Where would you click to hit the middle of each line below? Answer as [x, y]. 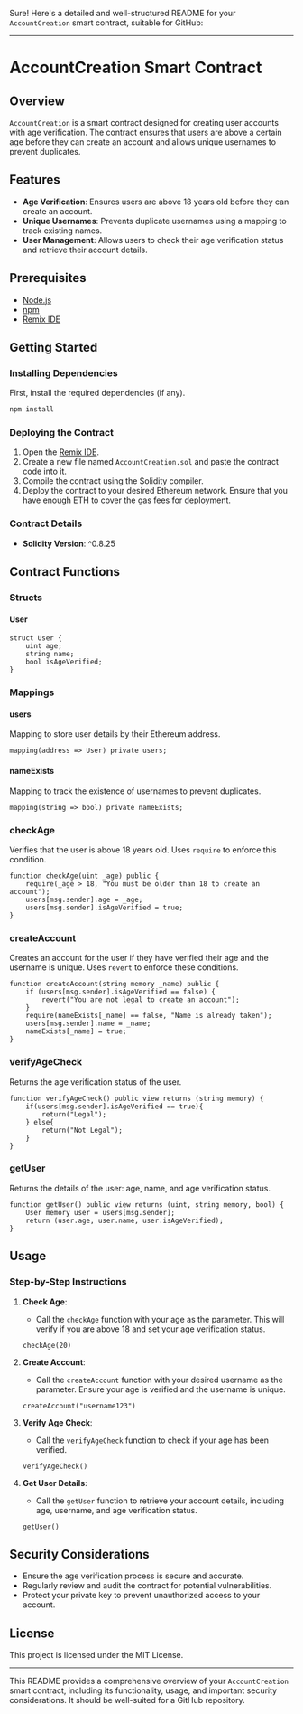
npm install [32, 410]
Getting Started [54, 348]
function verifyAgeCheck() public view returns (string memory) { [137, 1098]
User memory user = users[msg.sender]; [101, 1212]
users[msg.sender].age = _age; [84, 899]
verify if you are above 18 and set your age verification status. [151, 1329]
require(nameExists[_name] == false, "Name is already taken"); [149, 1016]
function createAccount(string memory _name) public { [115, 984]
